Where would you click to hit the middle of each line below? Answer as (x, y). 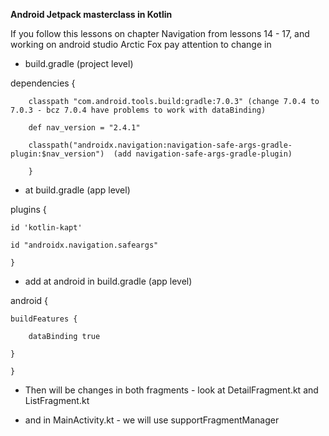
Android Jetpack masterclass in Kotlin (91, 14)
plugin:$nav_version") (57, 154)
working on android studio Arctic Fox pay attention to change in (141, 44)
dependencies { (43, 83)
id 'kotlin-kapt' (46, 228)
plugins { (28, 209)
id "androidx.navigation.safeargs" (84, 245)
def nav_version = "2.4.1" (84, 128)
